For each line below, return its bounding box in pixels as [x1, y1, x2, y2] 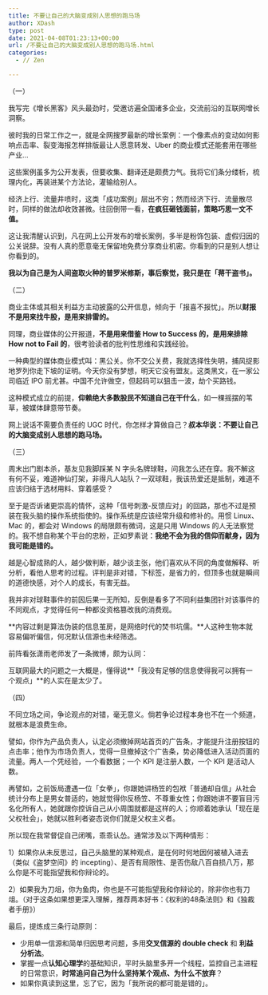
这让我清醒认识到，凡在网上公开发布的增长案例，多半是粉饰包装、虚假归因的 [8, 231, 260, 241]
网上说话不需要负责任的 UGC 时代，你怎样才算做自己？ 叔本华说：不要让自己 [8, 420, 258, 429]
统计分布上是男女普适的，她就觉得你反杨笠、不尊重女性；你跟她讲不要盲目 [8, 793, 253, 803]
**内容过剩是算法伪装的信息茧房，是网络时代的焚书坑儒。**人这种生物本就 [8, 621, 254, 631]
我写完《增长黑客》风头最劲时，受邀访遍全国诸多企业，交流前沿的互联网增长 [8, 103, 260, 113]
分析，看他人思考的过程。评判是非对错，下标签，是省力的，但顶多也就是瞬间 [8, 567, 260, 577]
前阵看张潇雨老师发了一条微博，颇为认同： [8, 648, 148, 658]
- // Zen [15, 57, 45, 65]
